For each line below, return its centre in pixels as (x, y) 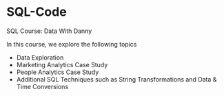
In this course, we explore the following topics (72, 44)
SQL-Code (37, 12)
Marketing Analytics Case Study (62, 64)
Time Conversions (42, 86)
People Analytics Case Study (58, 72)
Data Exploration (40, 57)
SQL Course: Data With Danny (49, 31)
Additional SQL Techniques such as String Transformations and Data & (116, 79)
